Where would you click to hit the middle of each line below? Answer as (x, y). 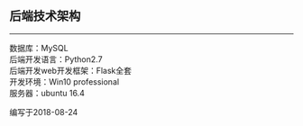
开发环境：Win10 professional (64, 81)
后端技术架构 (45, 16)
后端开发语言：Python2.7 (56, 59)
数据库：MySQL (39, 48)
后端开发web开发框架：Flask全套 (71, 70)
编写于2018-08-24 (44, 112)
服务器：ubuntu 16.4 (47, 93)
